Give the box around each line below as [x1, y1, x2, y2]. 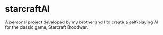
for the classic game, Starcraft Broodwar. [5, 24, 88, 30]
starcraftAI [5, 3, 50, 14]
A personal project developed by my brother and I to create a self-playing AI [5, 19, 159, 25]
